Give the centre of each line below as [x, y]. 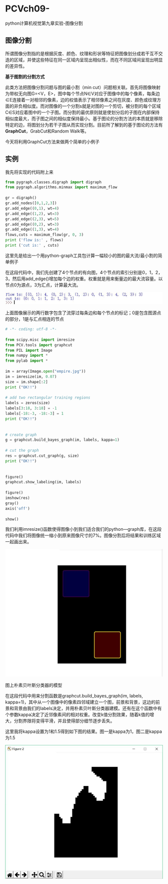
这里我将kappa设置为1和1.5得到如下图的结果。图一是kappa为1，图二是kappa [84, 731]
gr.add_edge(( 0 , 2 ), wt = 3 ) [32, 224]
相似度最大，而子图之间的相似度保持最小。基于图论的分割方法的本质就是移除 [84, 119]
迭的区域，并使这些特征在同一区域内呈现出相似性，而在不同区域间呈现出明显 [84, 60]
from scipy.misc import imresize [40, 340]
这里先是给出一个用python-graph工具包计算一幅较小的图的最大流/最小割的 [81, 255]
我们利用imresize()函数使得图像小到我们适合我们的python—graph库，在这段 [83, 529]
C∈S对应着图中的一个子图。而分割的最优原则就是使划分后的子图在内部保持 [82, 112]
